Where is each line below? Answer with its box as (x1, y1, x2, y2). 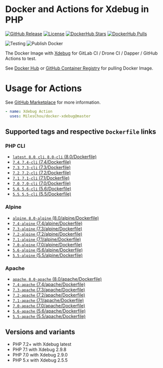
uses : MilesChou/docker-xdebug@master (10, 114, 91, 119)
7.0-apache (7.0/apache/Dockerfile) (12, 302, 85, 308)
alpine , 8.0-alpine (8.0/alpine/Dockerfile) (12, 215, 99, 221)
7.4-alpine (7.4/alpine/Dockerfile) (12, 220, 83, 226)
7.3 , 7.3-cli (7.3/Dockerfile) (12, 164, 71, 171)
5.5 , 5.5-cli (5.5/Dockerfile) (12, 191, 72, 197)
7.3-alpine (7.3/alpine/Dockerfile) (12, 225, 83, 231)
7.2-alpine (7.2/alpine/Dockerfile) (12, 231, 83, 237)
